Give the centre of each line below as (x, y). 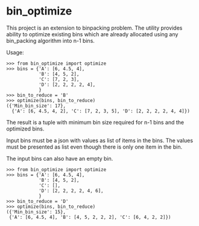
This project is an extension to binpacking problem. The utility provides (94, 28)
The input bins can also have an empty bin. (60, 158)
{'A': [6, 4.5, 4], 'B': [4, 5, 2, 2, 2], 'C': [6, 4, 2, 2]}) (90, 217)
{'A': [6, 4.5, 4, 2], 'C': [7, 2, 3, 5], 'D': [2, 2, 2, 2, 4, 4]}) (101, 111)
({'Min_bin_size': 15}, (36, 212)
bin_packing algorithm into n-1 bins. (51, 40)
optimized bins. (25, 129)
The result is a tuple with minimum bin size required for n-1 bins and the (95, 122)
